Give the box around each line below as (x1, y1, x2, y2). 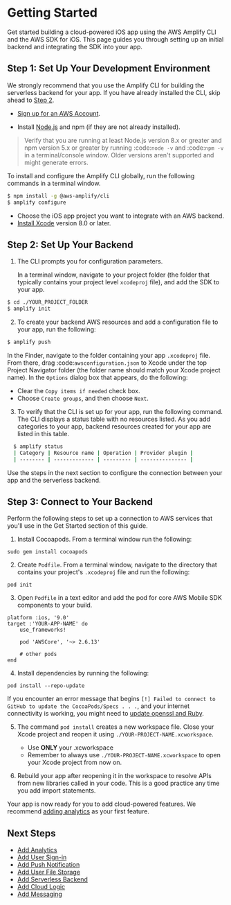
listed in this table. (17, 429, 69, 438)
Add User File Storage (17, 868, 81, 877)
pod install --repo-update (7, 682, 85, 689)
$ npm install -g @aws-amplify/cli (7, 192, 110, 199)
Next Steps (7, 827, 56, 839)
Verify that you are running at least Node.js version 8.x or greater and (24, 136, 222, 144)
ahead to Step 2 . (7, 96, 55, 104)
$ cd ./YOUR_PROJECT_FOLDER (7, 299, 89, 306)
